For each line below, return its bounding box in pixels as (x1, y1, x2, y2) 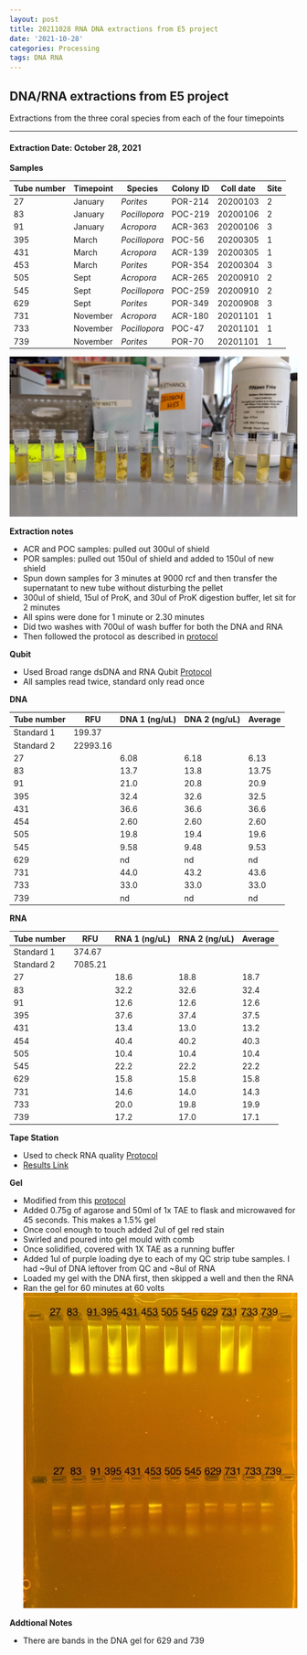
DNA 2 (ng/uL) (184, 714, 241, 725)
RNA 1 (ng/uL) (114, 933, 171, 944)
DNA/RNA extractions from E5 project (9, 88, 229, 104)
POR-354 (171, 260, 209, 271)
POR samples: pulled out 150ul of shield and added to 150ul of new (22, 553, 274, 564)
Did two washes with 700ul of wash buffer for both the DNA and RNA (22, 621, 283, 632)
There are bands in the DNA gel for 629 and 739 (22, 1635, 205, 1646)
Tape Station (9, 1132, 59, 1143)
